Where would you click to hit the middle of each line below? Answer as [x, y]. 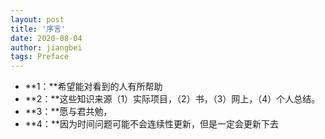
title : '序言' [38, 29]
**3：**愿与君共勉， [68, 112]
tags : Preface [40, 57]
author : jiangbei [46, 47]
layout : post [37, 19]
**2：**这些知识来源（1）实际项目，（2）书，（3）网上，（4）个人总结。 [172, 99]
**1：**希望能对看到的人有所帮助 [93, 87]
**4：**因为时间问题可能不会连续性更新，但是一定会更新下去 [151, 124]
